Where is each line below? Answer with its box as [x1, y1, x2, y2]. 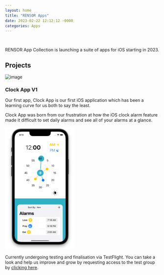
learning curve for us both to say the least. [5, 103, 91, 109]
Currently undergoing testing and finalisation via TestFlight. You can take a [5, 254, 156, 260]
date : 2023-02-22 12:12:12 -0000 [5, 18, 73, 23]
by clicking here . [5, 265, 39, 271]
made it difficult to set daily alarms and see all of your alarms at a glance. [5, 117, 153, 123]
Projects [5, 61, 31, 69]
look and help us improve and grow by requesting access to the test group [5, 259, 155, 265]
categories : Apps [5, 23, 41, 28]
